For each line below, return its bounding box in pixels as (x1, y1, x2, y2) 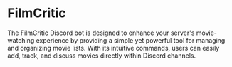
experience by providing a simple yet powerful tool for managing (36, 36, 226, 44)
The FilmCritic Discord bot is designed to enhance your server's (7, 29, 195, 37)
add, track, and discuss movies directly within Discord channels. (7, 51, 196, 60)
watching (7, 36, 35, 44)
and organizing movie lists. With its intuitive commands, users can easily (7, 43, 220, 52)
